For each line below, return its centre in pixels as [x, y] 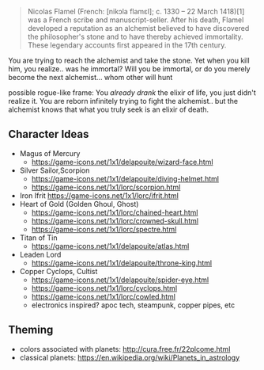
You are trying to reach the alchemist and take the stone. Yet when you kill [129, 60]
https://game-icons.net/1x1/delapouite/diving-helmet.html [125, 178]
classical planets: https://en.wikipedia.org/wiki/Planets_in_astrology [130, 357]
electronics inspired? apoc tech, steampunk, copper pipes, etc [133, 305]
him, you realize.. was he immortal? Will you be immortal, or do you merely [129, 69]
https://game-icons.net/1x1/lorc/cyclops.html [104, 288]
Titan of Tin [38, 238]
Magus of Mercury [50, 153]
